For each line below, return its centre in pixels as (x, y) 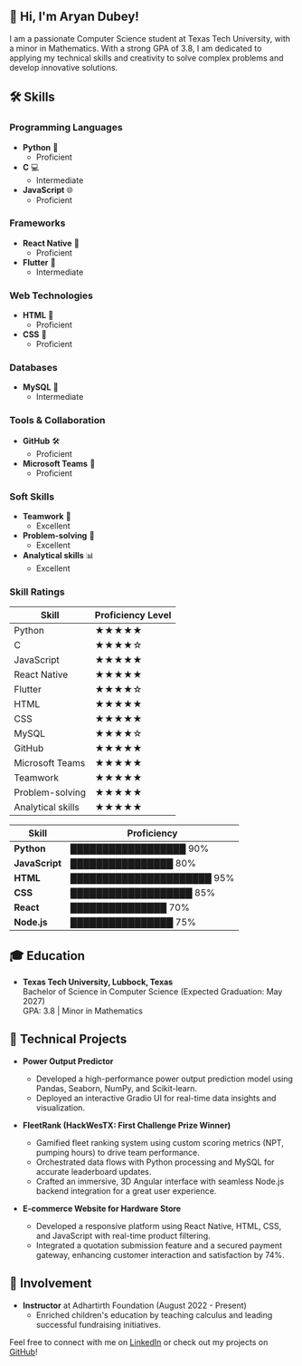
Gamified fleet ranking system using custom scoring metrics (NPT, (160, 1142)
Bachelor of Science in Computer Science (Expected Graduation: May (152, 992)
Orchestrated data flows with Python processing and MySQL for (155, 1162)
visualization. (61, 1108)
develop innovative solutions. (64, 67)
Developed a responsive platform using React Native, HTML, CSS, (159, 1226)
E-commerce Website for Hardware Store (102, 1208)
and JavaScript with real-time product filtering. (123, 1235)
